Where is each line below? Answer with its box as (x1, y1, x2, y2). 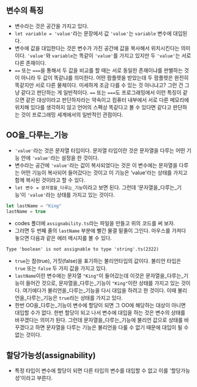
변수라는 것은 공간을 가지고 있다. (14, 22, 89, 30)
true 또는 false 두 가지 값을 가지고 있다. (14, 265, 108, 272)
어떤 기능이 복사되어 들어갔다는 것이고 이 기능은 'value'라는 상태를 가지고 (21, 169, 188, 176)
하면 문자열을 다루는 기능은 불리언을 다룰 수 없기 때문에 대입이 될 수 (35, 324, 189, 331)
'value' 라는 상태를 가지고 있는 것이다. (27, 191, 115, 198)
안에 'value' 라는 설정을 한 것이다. (21, 154, 99, 161)
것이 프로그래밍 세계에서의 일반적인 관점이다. (21, 111, 123, 118)
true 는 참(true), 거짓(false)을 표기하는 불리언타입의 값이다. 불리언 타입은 (14, 258, 181, 265)
